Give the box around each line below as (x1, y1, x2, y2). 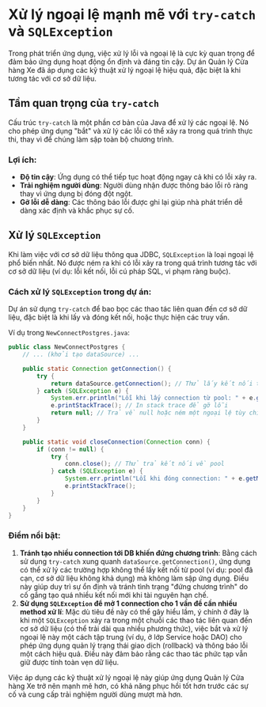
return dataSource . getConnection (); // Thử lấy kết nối (50, 380, 253, 388)
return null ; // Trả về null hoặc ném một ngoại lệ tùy (50, 409, 246, 417)
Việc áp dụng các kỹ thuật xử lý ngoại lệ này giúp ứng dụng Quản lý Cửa (8, 672, 245, 682)
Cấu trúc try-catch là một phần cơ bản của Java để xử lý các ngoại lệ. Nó (8, 117, 249, 127)
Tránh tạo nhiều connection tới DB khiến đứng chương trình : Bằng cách (19, 548, 257, 558)
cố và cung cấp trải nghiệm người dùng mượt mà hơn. (8, 690, 184, 699)
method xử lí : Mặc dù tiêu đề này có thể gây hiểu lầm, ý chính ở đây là (19, 607, 249, 616)
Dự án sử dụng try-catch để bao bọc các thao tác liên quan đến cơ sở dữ (8, 304, 248, 314)
